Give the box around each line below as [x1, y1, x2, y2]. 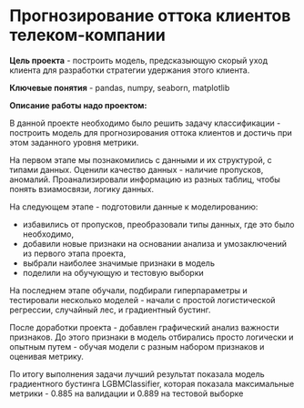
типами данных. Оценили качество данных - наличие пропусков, [9, 164, 264, 175]
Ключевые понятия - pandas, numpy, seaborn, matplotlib [9, 82, 230, 93]
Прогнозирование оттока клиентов [9, 5, 291, 26]
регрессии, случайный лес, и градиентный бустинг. [9, 304, 211, 315]
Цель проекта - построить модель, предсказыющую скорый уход [9, 55, 269, 66]
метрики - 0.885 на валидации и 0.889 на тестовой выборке [9, 388, 244, 399]
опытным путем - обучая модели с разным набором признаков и [9, 341, 265, 352]
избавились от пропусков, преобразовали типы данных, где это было [22, 219, 295, 229]
